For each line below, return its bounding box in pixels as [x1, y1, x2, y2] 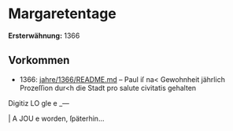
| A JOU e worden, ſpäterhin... [8, 114, 105, 123]
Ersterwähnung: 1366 [8, 31, 80, 40]
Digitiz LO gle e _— [8, 98, 69, 107]
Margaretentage [8, 5, 116, 23]
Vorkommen [8, 54, 70, 67]
